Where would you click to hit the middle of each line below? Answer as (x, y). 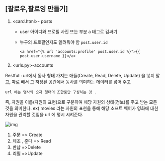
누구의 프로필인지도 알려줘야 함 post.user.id (64, 42)
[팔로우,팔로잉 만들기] (37, 9)
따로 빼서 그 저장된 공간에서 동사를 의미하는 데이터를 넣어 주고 (71, 82)
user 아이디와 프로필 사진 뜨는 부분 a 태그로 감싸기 (69, 31)
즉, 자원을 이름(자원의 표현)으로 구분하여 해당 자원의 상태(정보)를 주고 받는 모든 (81, 102)
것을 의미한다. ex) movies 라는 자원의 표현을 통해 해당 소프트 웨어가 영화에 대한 (82, 108)
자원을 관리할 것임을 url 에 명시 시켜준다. (44, 114)
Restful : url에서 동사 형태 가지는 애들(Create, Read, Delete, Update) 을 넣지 (80, 75)
